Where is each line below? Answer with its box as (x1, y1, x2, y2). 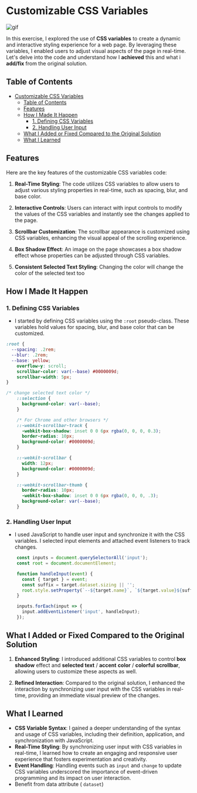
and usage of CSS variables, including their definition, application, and (14, 730, 185, 738)
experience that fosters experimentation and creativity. (14, 755, 148, 762)
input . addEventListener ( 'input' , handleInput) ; (21, 609, 141, 615)
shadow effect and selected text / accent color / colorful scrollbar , (14, 661, 181, 668)
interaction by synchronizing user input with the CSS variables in (14, 686, 171, 693)
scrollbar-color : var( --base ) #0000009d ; (16, 368, 119, 374)
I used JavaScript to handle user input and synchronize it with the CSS (14, 531, 185, 538)
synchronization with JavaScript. (14, 737, 94, 744)
